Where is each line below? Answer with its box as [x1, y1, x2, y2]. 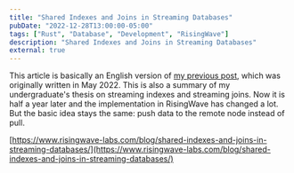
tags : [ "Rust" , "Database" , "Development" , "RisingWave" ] [9, 29, 229, 38]
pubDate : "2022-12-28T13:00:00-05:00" [9, 21, 153, 30]
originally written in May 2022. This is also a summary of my [9, 80, 231, 90]
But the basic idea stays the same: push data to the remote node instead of [9, 108, 285, 119]
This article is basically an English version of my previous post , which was [9, 70, 281, 81]
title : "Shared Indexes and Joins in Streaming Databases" [9, 12, 233, 22]
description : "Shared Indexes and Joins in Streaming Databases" [9, 37, 257, 47]
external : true [9, 46, 66, 55]
